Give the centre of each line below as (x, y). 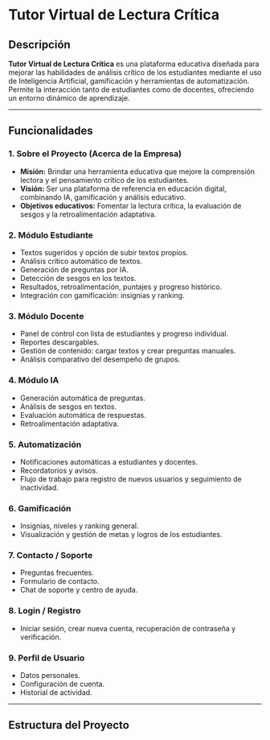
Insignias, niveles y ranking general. (79, 526)
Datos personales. (50, 676)
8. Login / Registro (45, 611)
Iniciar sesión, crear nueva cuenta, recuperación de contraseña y (128, 628)
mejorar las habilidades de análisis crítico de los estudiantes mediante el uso (135, 72)
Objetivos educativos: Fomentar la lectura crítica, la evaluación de (131, 205)
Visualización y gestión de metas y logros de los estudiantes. (121, 535)
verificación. (41, 637)
